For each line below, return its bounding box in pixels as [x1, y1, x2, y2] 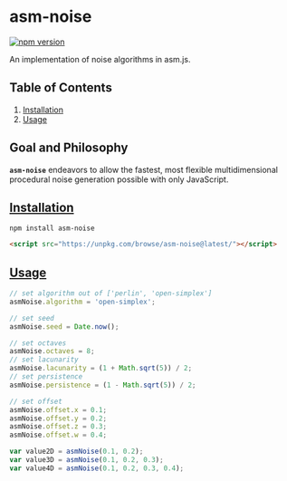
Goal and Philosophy [9, 140, 129, 156]
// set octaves [9, 338, 67, 348]
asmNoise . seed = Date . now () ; [9, 322, 120, 332]
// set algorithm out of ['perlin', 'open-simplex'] [9, 289, 213, 298]
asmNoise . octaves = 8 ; [9, 347, 95, 356]
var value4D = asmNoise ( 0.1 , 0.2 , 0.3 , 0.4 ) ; [9, 464, 185, 473]
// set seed [9, 313, 54, 322]
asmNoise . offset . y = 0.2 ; [9, 414, 107, 423]
